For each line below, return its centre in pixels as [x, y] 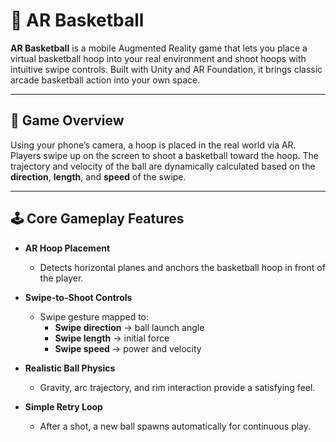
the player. [61, 278]
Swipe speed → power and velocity [128, 348]
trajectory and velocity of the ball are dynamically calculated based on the [163, 166]
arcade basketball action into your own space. [105, 80]
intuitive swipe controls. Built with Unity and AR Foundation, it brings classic [166, 69]
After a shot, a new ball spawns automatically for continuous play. [175, 426]
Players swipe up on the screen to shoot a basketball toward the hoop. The [164, 155]
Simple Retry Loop [63, 406]
